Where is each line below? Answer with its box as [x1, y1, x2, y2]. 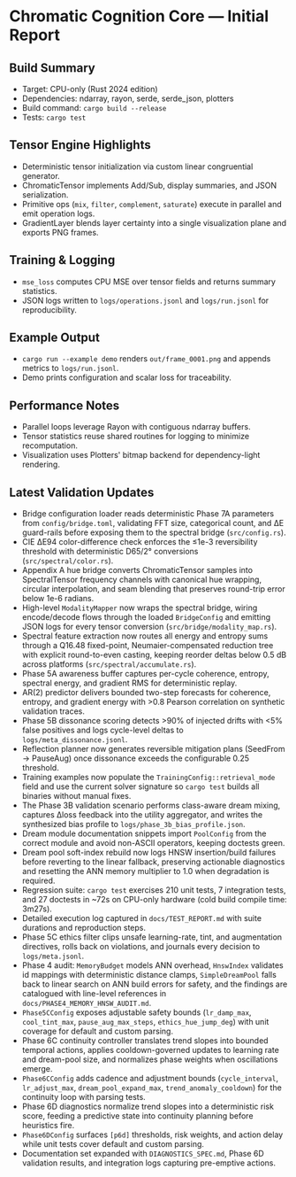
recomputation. [21, 440, 78, 451]
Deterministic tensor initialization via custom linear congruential [21, 161, 254, 172]
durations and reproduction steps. [21, 923, 147, 933]
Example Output [9, 330, 100, 345]
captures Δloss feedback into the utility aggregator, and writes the [21, 809, 263, 820]
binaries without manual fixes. [21, 791, 132, 801]
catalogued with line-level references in [21, 988, 167, 999]
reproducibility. [21, 304, 78, 315]
